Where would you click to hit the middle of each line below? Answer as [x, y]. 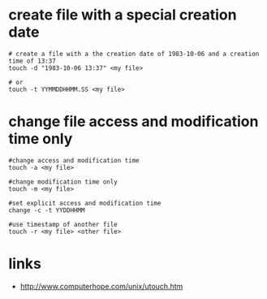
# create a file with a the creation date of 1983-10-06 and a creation [134, 54]
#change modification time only [63, 182]
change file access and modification [133, 121]
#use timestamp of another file [63, 224]
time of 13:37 [32, 61]
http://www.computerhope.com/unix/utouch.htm [101, 286]
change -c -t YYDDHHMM [47, 210]
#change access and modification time [74, 160]
